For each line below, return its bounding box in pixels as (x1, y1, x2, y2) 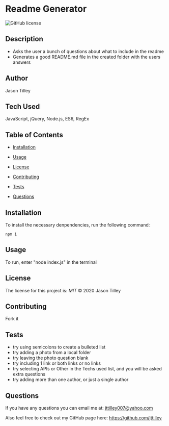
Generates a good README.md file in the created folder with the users (12, 54, 161, 60)
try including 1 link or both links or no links (12, 360, 101, 366)
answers (12, 59, 31, 65)
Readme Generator (5, 3, 87, 15)
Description (5, 35, 43, 43)
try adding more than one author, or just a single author (12, 377, 129, 383)
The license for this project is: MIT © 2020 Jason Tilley (5, 287, 121, 293)
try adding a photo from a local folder (12, 349, 91, 356)
